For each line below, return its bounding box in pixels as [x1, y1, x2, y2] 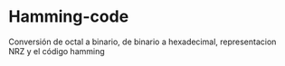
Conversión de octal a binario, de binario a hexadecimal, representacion [8, 36, 277, 47]
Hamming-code [8, 6, 129, 27]
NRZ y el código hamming [8, 45, 105, 56]
